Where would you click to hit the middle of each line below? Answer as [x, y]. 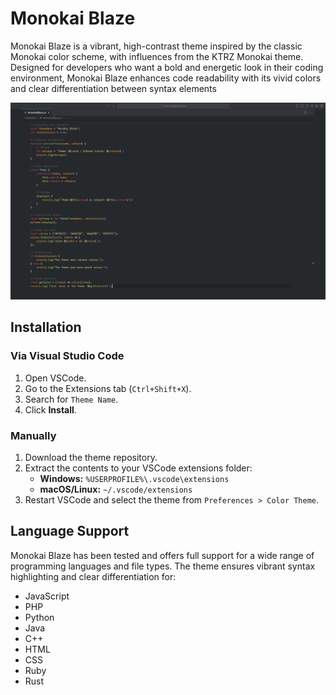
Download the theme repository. [91, 457]
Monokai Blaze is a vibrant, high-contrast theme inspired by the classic [156, 46]
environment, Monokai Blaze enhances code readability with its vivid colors [166, 78]
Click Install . [50, 409]
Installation [46, 327]
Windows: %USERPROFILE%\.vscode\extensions [134, 478]
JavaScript [47, 596]
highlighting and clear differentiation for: [93, 576]
